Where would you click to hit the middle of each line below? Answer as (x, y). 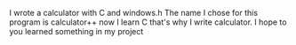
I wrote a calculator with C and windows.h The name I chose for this (134, 13)
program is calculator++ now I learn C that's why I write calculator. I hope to (148, 22)
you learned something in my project (76, 31)
